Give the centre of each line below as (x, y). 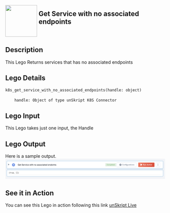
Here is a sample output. (31, 156)
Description (24, 50)
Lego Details (25, 78)
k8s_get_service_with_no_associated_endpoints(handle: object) (74, 90)
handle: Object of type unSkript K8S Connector (65, 100)
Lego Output (25, 144)
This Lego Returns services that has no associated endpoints (69, 62)
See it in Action (30, 193)
